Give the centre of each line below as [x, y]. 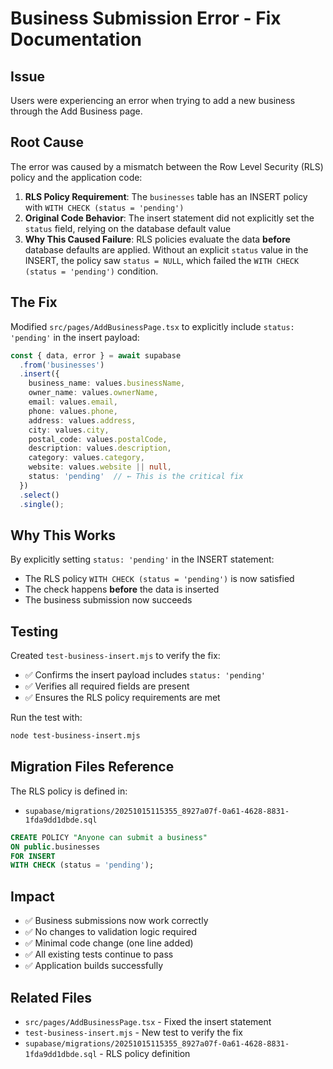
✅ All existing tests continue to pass [99, 954]
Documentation [76, 39]
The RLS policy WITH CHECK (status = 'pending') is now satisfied [159, 579]
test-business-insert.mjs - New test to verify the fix [133, 1032]
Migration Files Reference [92, 767]
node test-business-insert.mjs [75, 736]
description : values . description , [100, 448]
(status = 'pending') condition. [91, 271]
